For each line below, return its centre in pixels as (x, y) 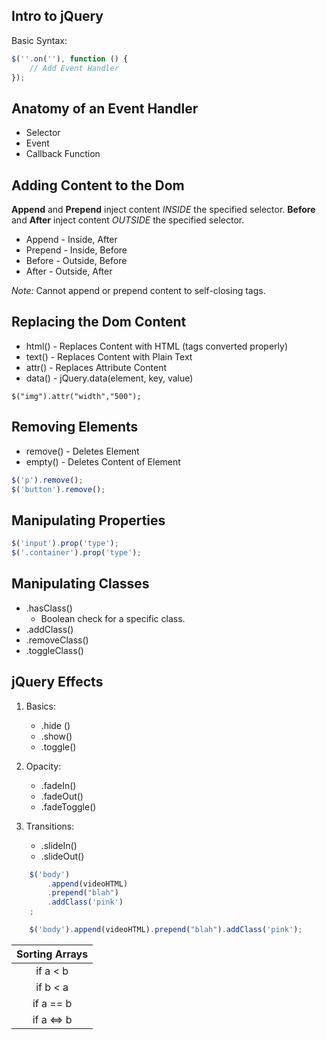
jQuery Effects (57, 682)
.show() (56, 736)
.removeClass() (57, 640)
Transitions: (50, 826)
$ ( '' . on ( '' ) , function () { (70, 59)
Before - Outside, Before (76, 261)
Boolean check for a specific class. (113, 618)
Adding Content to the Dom (98, 185)
